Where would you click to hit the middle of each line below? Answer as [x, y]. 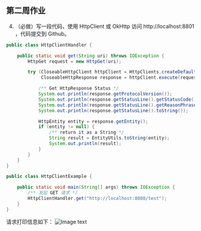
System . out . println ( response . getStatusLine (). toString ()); [113, 110]
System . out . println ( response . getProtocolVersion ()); [105, 94]
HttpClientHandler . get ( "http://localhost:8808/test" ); [98, 199]
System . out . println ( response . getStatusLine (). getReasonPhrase [117, 105]
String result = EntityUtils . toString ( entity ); [109, 138]
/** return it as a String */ [86, 133]
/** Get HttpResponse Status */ [78, 88]
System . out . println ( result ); [85, 144]
